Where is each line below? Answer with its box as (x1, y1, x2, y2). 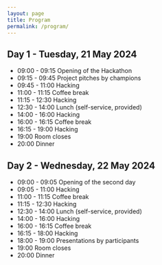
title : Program (7, 17, 51, 23)
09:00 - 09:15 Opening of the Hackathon (16, 67, 132, 75)
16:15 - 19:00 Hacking (16, 125, 78, 134)
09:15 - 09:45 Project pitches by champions (16, 74, 141, 83)
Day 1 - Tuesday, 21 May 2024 (7, 48, 137, 60)
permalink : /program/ (7, 23, 69, 30)
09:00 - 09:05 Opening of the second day (16, 178, 136, 186)
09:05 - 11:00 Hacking (16, 185, 80, 193)
